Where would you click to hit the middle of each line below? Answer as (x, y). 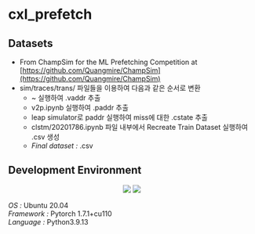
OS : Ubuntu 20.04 (38, 205)
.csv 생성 (46, 137)
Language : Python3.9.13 (48, 221)
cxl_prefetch (50, 14)
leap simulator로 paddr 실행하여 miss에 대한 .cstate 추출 (119, 117)
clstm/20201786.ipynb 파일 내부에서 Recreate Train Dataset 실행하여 (140, 127)
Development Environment (75, 170)
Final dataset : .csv (62, 146)
